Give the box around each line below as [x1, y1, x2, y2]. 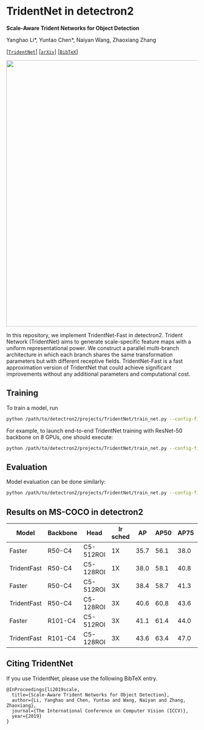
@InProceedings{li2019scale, [6, 686, 80, 692]
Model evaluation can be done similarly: [6, 478, 106, 485]
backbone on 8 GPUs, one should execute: [6, 433, 114, 441]
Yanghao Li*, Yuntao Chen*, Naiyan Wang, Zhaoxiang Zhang [6, 36, 157, 43]
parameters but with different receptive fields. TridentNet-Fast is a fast [6, 357, 183, 365]
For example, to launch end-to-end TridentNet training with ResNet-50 [6, 427, 183, 434]
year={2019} [12, 713, 42, 719]
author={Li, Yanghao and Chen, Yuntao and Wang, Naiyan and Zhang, [12, 697, 186, 703]
